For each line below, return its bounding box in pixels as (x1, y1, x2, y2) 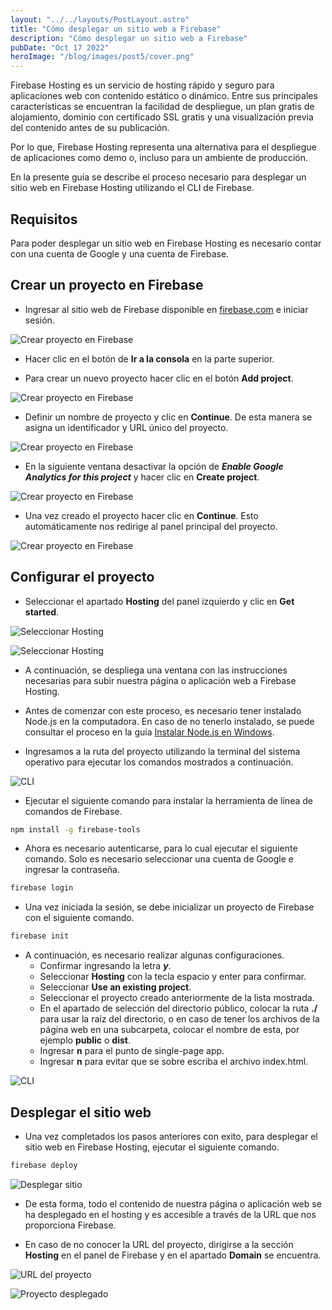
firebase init (10, 931, 70, 941)
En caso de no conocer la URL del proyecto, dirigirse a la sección (24, 1238, 294, 1250)
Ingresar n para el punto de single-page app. (39, 1045, 225, 1057)
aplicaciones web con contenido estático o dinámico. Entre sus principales (10, 90, 318, 102)
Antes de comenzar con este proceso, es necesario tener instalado (24, 704, 302, 716)
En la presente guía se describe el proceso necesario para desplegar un (10, 171, 307, 183)
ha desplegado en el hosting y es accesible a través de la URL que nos (24, 1208, 317, 1220)
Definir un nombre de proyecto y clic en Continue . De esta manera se (24, 411, 313, 423)
